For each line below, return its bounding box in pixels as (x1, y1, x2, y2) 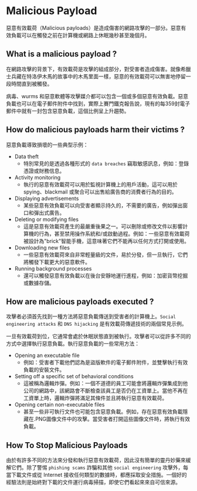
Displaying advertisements (14, 195, 79, 202)
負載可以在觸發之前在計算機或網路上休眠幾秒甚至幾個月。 (11, 31, 150, 39)
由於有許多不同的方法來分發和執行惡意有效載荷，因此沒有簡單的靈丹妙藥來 (6, 457, 186, 464)
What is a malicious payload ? (6, 49, 117, 59)
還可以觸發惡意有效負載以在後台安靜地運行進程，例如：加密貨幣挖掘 (23, 272, 188, 279)
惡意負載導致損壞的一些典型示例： (6, 141, 89, 148)
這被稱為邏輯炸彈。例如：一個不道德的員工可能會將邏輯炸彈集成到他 (23, 380, 188, 387)
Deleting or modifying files (14, 216, 79, 223)
